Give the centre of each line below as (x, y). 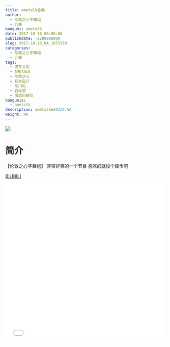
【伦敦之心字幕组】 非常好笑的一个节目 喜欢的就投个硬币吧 (67, 166)
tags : (11, 62)
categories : (18, 48)
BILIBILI (13, 176)
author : (13, 15)
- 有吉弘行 (20, 81)
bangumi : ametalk (24, 29)
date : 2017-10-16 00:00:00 (34, 34)
